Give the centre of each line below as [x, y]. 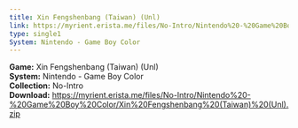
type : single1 [35, 34]
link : [19, 26]
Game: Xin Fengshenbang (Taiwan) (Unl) [84, 67]
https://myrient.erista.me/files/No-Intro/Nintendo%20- [151, 95]
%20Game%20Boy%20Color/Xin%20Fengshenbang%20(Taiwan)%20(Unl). [149, 105]
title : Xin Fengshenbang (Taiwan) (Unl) [85, 17]
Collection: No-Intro [47, 86]
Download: [30, 95]
